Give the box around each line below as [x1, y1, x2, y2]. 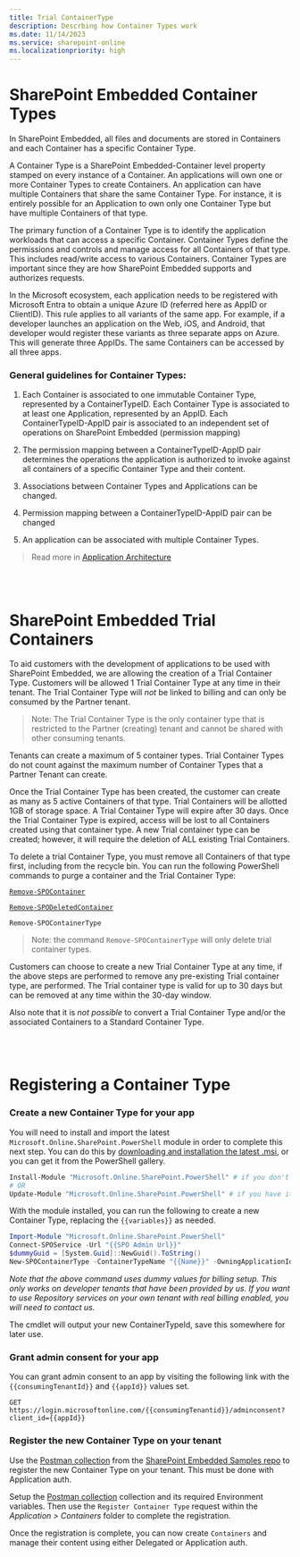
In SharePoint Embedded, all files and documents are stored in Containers [9, 133, 281, 144]
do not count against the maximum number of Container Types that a [9, 760, 263, 770]
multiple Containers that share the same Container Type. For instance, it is [9, 189, 282, 199]
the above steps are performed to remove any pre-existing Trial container [9, 971, 279, 981]
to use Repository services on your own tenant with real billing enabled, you [9, 1292, 289, 1303]
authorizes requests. [9, 273, 85, 283]
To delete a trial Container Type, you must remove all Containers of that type [9, 851, 291, 863]
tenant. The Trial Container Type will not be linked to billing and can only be [9, 687, 287, 698]
